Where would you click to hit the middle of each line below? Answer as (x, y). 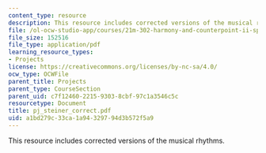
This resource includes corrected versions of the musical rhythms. (117, 140)
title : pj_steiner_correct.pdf (60, 111)
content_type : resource (47, 15)
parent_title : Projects (47, 81)
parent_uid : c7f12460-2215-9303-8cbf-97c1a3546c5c (93, 96)
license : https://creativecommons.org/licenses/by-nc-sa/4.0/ (113, 67)
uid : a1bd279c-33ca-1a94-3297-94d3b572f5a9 (81, 118)
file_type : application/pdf (55, 45)
